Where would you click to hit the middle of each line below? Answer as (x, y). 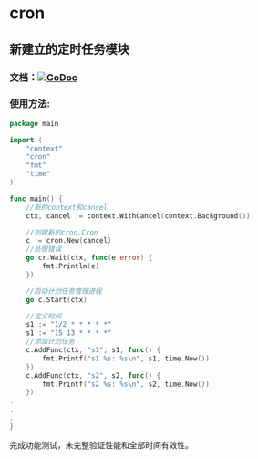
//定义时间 (44, 316)
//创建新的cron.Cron (62, 232)
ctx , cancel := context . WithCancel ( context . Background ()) (138, 216)
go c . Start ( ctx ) (57, 299)
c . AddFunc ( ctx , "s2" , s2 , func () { (93, 376)
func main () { (36, 199)
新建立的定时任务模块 (69, 49)
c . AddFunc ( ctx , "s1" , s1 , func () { (93, 350)
